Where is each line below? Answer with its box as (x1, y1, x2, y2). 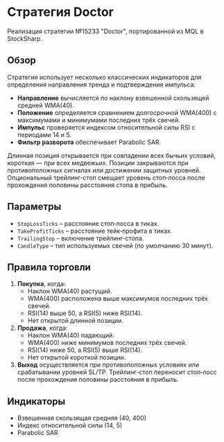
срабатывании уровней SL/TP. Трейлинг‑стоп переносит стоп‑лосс (17, 368, 217, 376)
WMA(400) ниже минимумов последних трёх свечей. (27, 339, 187, 347)
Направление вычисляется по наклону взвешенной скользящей (17, 94, 209, 102)
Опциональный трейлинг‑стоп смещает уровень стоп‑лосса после (7, 173, 206, 182)
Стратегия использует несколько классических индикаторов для (7, 73, 202, 81)
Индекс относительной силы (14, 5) (17, 421, 123, 430)
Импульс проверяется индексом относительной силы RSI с (17, 123, 196, 132)
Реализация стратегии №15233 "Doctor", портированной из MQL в (7, 27, 204, 35)
